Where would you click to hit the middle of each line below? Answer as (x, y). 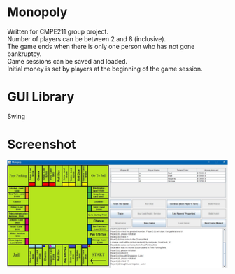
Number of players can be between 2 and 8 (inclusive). (87, 38)
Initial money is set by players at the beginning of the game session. (105, 68)
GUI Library (41, 97)
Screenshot (42, 145)
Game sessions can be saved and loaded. (67, 61)
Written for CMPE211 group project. (58, 31)
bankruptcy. (24, 54)
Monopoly (37, 12)
